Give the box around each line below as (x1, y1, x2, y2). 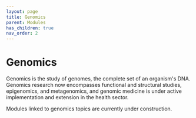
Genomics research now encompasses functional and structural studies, (6, 82, 182, 89)
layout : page (6, 8, 38, 15)
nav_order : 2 (6, 31, 38, 36)
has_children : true (6, 25, 54, 31)
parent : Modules (6, 19, 46, 25)
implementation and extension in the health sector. (6, 94, 129, 101)
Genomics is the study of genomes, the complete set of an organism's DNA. (6, 75, 191, 82)
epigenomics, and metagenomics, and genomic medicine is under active (6, 87, 182, 95)
